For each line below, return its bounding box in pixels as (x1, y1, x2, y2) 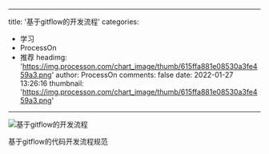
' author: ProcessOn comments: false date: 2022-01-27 (51, 70, 234, 79)
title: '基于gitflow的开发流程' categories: (8, 17, 139, 26)
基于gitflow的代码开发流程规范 (8, 137, 108, 146)
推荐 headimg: (19, 53, 68, 62)
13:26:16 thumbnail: (19, 79, 84, 88)
